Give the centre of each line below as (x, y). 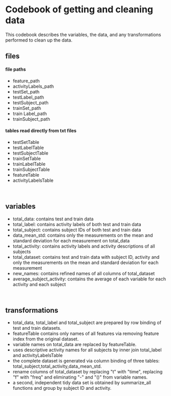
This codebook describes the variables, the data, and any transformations (83, 34)
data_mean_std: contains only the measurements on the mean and (83, 235)
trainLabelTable (29, 164)
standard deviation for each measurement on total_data (71, 240)
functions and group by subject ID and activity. (62, 388)
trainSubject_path (31, 119)
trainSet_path (27, 108)
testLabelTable (28, 147)
